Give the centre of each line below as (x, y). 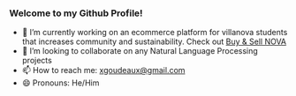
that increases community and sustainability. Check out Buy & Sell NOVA (154, 41)
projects (37, 61)
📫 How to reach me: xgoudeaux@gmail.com (103, 70)
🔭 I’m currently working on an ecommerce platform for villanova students (155, 33)
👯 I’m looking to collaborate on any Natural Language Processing (140, 51)
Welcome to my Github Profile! (76, 13)
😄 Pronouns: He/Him (61, 83)
